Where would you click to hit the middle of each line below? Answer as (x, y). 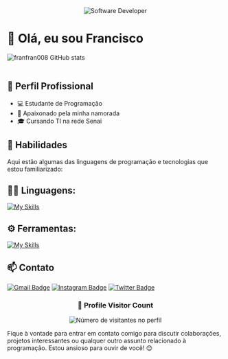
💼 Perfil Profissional (50, 86)
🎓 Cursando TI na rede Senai (59, 121)
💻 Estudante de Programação (60, 103)
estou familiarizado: (35, 169)
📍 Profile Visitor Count (115, 305)
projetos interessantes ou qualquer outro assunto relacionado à (97, 341)
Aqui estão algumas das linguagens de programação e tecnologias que (107, 161)
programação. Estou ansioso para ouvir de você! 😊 (80, 348)
